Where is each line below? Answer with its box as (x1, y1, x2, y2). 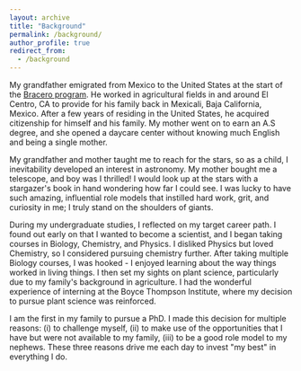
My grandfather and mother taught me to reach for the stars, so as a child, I (9, 155, 289, 164)
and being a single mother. (9, 137, 108, 147)
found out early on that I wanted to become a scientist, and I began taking (9, 229, 283, 239)
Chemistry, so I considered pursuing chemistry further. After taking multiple (9, 248, 289, 259)
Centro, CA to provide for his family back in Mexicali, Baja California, (9, 99, 262, 109)
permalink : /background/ (9, 30, 102, 39)
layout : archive (9, 13, 70, 22)
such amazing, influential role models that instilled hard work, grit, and (9, 192, 270, 203)
